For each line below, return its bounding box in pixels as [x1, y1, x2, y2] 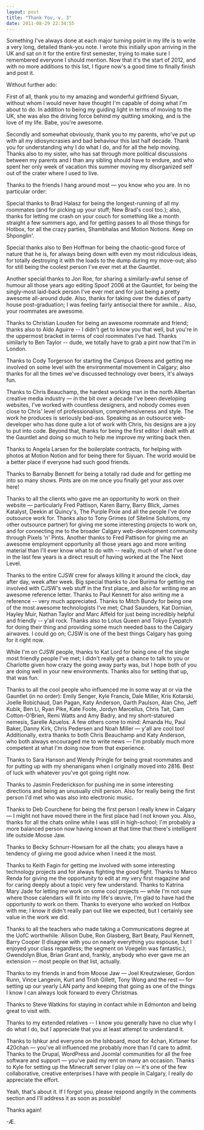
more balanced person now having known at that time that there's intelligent [6, 825, 197, 832]
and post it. [6, 70, 35, 77]
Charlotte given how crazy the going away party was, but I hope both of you [6, 661, 197, 668]
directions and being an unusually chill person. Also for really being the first [6, 787, 195, 795]
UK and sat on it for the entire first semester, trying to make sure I [6, 50, 170, 57]
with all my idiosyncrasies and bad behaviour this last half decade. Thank [6, 137, 190, 145]
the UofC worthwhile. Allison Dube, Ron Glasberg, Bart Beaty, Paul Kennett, [6, 932, 195, 939]
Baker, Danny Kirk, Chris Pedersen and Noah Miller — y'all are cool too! [6, 725, 185, 732]
